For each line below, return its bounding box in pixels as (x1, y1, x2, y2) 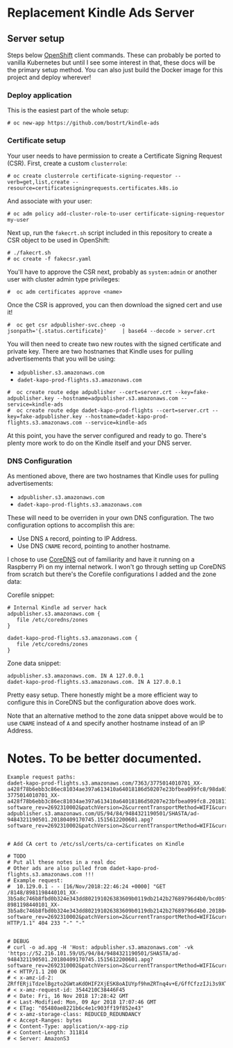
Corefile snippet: (7, 591, 55, 599)
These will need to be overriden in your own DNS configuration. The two (7, 513, 214, 522)
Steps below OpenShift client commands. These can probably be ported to (7, 51, 221, 59)
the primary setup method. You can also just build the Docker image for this (7, 66, 223, 74)
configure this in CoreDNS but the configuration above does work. (7, 698, 196, 706)
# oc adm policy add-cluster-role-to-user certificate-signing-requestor (7, 210, 225, 217)
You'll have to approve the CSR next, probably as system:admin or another (7, 268, 217, 276)
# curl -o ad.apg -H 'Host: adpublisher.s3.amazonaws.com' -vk (7, 944, 194, 951)
